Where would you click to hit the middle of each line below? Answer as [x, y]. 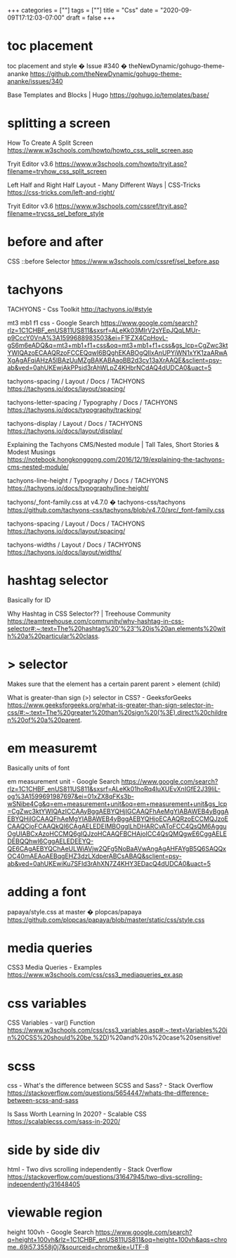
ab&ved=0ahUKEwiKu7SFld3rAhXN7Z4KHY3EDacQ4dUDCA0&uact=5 [109, 863]
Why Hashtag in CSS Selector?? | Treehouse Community [89, 614]
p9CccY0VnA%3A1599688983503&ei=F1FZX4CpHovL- [88, 337]
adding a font [47, 891]
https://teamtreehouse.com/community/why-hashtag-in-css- [96, 621]
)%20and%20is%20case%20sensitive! [164, 1038]
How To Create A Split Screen [50, 143]
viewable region [55, 1213]
